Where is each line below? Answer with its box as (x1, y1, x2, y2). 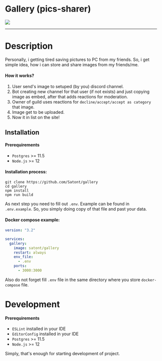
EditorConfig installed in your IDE (12, 331, 79, 337)
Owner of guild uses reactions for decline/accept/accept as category (12, 99, 151, 105)
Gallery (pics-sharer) (5, 3, 91, 15)
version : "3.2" (5, 228, 36, 233)
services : (5, 236, 25, 241)
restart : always (13, 250, 47, 255)
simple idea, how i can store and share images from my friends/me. (5, 61, 139, 67)
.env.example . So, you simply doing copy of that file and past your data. (5, 206, 147, 211)
